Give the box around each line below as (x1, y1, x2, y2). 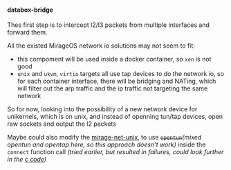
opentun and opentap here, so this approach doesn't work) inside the (7, 140, 206, 149)
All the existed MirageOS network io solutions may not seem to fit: (7, 41, 196, 50)
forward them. (7, 28, 48, 37)
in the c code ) (7, 155, 47, 164)
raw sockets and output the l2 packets (7, 120, 116, 128)
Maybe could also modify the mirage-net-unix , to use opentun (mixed (7, 133, 202, 142)
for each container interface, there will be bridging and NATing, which (17, 77, 216, 86)
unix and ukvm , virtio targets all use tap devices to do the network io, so (17, 70, 225, 78)
